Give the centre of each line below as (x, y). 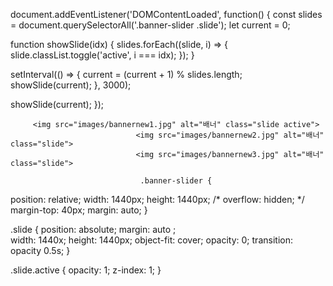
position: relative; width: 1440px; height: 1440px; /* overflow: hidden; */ (157, 199)
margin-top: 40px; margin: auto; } (79, 210)
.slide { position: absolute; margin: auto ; (93, 229)
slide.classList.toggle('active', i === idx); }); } (102, 55)
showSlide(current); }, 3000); (71, 85)
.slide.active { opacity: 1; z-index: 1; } (86, 270)
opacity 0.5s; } (40, 250)
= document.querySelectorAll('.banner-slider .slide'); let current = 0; (150, 25)
